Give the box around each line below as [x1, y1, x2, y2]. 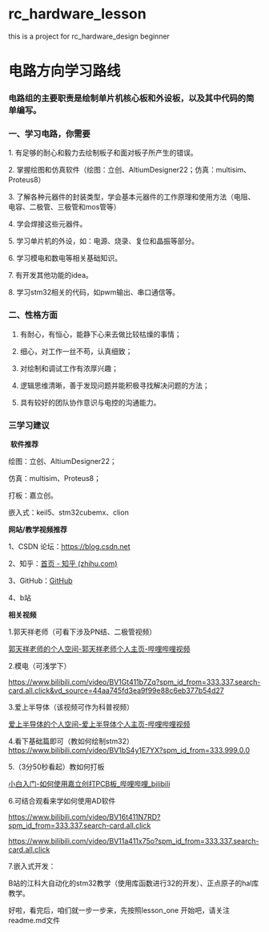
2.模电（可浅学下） [8, 661, 71, 670]
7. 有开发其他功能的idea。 [8, 271, 94, 280]
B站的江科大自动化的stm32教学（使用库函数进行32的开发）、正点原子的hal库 [8, 878, 259, 888]
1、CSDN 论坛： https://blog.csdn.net [8, 541, 130, 551]
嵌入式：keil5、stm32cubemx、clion [8, 507, 130, 517]
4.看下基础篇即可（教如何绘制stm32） [8, 736, 134, 746]
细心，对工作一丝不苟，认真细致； [19, 346, 133, 356]
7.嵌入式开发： [8, 861, 56, 871]
